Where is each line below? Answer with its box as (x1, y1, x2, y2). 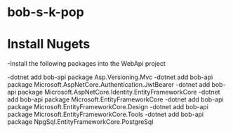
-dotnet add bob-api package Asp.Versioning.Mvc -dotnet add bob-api (7, 73, 213, 81)
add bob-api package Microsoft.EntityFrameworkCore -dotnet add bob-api (7, 95, 224, 104)
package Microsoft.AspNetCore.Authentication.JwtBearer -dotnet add (7, 80, 211, 89)
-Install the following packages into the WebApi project (7, 59, 166, 68)
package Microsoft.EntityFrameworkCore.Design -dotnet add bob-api (7, 103, 209, 111)
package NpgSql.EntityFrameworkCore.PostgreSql (7, 118, 154, 126)
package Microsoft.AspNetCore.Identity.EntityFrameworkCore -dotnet (17, 88, 220, 97)
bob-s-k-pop (7, 4, 84, 20)
